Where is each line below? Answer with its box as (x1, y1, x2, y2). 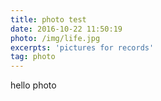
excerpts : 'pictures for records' (10, 42, 155, 53)
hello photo (10, 79, 57, 91)
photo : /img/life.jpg (10, 33, 101, 43)
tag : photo (10, 52, 56, 62)
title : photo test (10, 14, 87, 25)
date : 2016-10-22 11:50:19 (10, 24, 123, 34)
